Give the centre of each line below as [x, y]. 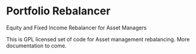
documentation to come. [37, 46]
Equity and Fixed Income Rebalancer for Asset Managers [76, 28]
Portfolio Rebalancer [58, 11]
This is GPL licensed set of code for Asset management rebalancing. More [98, 39]
